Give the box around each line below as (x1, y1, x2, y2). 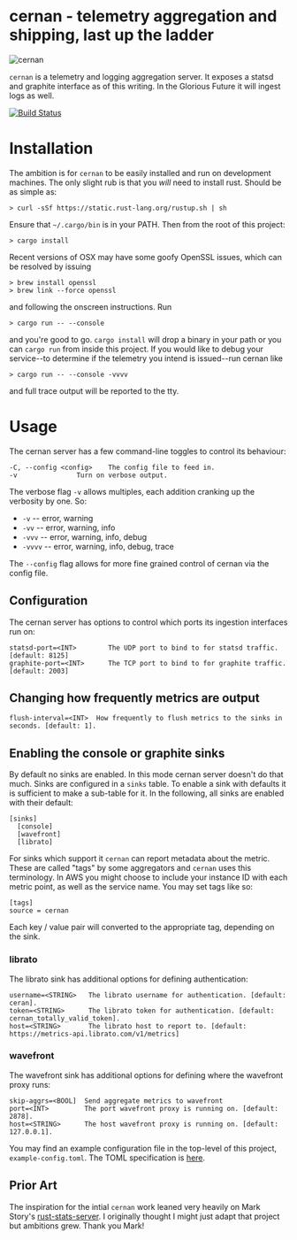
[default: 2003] (9, 666, 69, 675)
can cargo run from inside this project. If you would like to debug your (9, 343, 263, 354)
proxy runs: (9, 1079, 51, 1090)
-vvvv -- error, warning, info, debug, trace (21, 541, 174, 551)
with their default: (9, 797, 73, 808)
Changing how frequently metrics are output (9, 690, 260, 705)
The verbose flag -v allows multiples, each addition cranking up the (9, 486, 255, 497)
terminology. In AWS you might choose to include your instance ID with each (9, 872, 288, 882)
